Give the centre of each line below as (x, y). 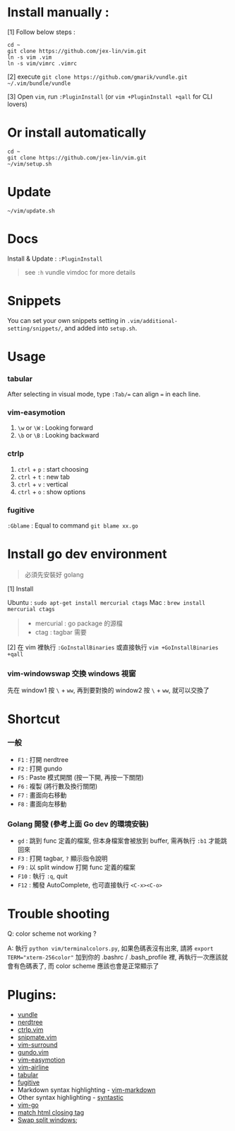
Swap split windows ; (47, 1120)
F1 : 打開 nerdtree (43, 759)
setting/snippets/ (34, 329)
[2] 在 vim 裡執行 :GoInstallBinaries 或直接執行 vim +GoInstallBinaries (113, 647)
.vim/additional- (152, 321)
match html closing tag (51, 1112)
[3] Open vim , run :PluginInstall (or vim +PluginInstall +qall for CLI (110, 96)
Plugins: (32, 995)
